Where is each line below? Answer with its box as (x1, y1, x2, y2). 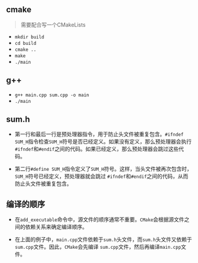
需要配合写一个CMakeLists (20, 21, 86, 28)
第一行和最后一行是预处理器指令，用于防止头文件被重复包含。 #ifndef (14, 131, 184, 138)
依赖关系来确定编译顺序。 (25, 223, 87, 230)
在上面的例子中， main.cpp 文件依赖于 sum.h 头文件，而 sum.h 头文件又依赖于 (14, 236, 192, 243)
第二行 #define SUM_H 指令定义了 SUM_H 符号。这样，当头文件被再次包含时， (14, 165, 192, 173)
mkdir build (14, 34, 44, 40)
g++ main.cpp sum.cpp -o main (14, 92, 90, 98)
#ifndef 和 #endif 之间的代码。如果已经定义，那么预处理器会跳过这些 (14, 145, 179, 152)
